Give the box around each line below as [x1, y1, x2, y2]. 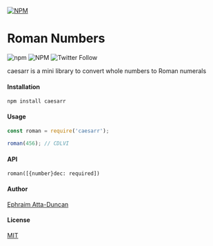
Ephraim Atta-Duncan [7, 200, 69, 208]
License [7, 216, 31, 224]
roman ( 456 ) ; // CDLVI [7, 140, 70, 147]
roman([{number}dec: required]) [7, 170, 100, 177]
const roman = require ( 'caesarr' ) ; [7, 127, 110, 134]
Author [7, 185, 28, 193]
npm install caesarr [7, 98, 67, 105]
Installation [7, 83, 40, 91]
